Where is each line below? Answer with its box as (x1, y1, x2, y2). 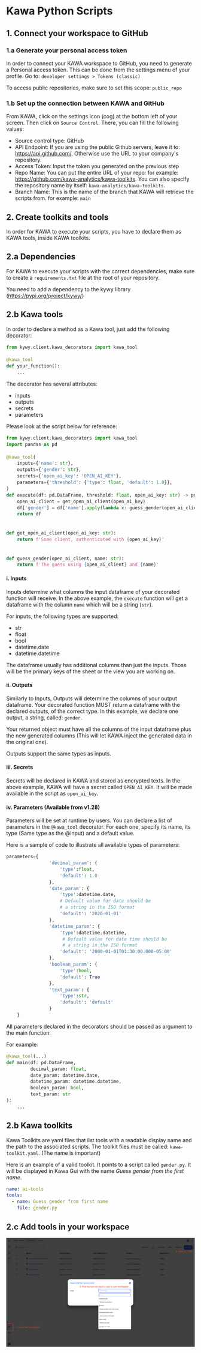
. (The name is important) (38, 1149, 101, 1157)
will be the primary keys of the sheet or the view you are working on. (6, 668, 175, 675)
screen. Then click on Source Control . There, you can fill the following (6, 119, 179, 127)
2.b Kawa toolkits (6, 1121, 73, 1131)
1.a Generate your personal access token (6, 46, 127, 55)
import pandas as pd (6, 441, 58, 447)
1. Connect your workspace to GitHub (6, 28, 148, 38)
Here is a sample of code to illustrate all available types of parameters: (6, 841, 180, 849)
